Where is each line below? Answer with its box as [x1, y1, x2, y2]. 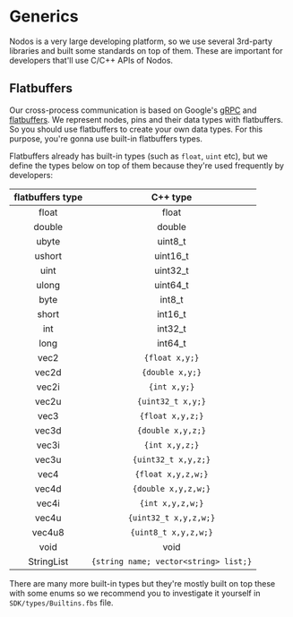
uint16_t [154, 249, 190, 261]
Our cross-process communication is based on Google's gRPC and [9, 105, 257, 116]
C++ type [151, 191, 193, 203]
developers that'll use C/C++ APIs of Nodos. [9, 55, 173, 65]
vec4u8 [31, 526, 65, 538]
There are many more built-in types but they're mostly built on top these [9, 578, 276, 588]
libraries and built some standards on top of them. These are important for [9, 45, 283, 56]
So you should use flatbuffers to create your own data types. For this [9, 124, 263, 134]
